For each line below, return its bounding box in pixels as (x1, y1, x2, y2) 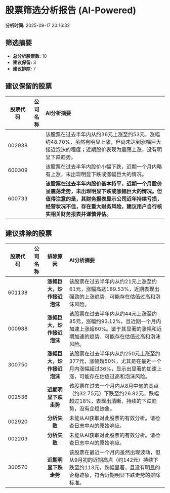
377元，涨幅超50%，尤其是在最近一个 (69, 358, 162, 365)
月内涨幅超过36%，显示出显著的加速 (69, 365, 157, 373)
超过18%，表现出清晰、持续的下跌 (69, 398, 152, 405)
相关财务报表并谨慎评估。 (50, 211, 112, 218)
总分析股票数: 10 (12, 53, 47, 59)
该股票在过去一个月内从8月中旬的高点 (69, 383, 159, 390)
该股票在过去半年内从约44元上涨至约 (69, 310, 157, 317)
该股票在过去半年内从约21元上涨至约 (69, 278, 157, 285)
